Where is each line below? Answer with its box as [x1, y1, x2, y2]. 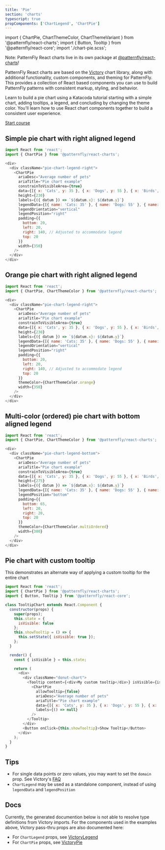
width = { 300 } [18, 529, 43, 534]
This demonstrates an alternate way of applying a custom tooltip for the [5, 570, 150, 576]
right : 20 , [23, 510, 45, 516]
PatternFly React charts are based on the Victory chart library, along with [5, 70, 153, 76]
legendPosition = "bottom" [18, 492, 69, 498]
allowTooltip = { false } [36, 689, 80, 694]
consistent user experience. [5, 111, 61, 116]
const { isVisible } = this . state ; [14, 657, 87, 662]
